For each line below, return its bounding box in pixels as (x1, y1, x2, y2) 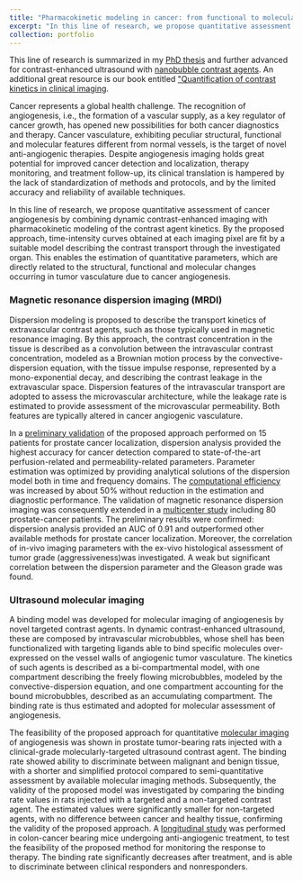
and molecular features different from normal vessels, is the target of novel (9, 139, 287, 150)
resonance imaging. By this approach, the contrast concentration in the (9, 333, 273, 344)
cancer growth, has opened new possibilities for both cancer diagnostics (9, 120, 280, 131)
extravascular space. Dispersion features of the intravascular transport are (9, 381, 286, 392)
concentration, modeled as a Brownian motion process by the (9, 352, 237, 363)
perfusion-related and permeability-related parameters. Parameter (9, 456, 255, 467)
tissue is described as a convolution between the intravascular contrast (9, 343, 274, 354)
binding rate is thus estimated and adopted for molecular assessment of (9, 700, 276, 711)
